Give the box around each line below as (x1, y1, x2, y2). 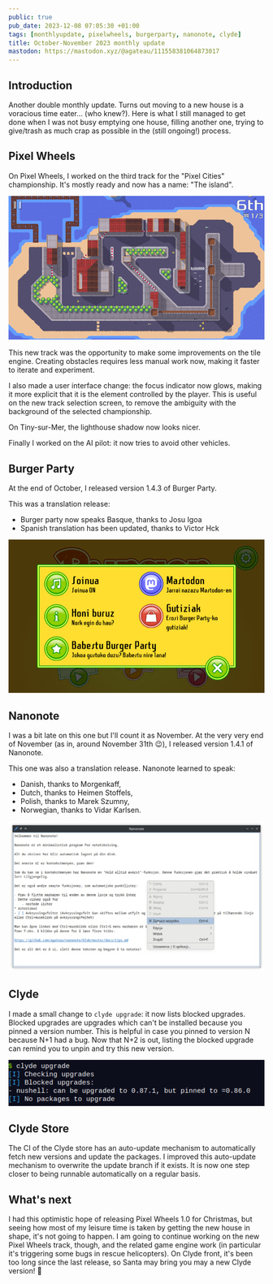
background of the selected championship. (8, 407, 153, 417)
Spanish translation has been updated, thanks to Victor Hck (19, 524, 219, 534)
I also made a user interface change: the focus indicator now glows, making (8, 381, 262, 391)
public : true (8, 13, 53, 21)
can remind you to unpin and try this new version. (8, 1044, 175, 1053)
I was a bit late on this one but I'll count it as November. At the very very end (8, 731, 264, 741)
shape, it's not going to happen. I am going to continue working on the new (8, 1231, 260, 1242)
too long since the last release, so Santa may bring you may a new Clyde (8, 1257, 252, 1267)
